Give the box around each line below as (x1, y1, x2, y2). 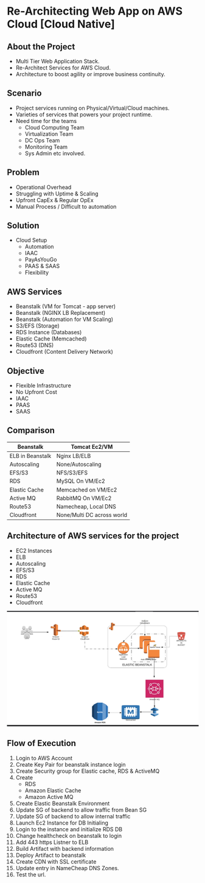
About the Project (7, 41, 75, 52)
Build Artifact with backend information (15, 845, 114, 852)
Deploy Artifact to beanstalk (15, 851, 86, 859)
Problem (7, 167, 40, 178)
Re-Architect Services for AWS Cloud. (15, 64, 111, 71)
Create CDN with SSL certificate (15, 857, 97, 865)
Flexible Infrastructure (15, 382, 72, 389)
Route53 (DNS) (15, 342, 54, 349)
